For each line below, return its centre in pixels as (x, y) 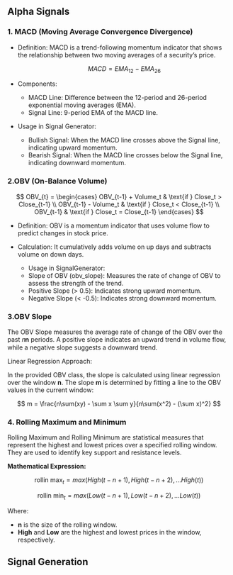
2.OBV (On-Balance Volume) (57, 182)
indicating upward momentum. (73, 147)
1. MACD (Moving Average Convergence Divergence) (100, 32)
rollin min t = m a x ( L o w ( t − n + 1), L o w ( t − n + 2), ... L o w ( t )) (119, 496)
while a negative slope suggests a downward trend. (83, 347)
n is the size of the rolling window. (67, 525)
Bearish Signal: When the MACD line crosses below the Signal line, (125, 155)
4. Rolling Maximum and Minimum (67, 422)
